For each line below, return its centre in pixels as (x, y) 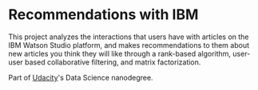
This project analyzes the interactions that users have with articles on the (129, 37)
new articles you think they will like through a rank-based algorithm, (120, 53)
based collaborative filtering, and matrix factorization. (113, 62)
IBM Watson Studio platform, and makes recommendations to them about (129, 45)
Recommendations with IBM (103, 15)
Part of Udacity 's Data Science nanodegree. (81, 77)
